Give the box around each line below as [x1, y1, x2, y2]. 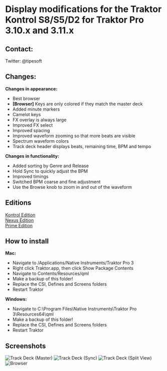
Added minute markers [12, 106, 60, 112]
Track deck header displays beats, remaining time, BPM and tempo [12, 143, 151, 149]
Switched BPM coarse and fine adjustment [12, 179, 101, 185]
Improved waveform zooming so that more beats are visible [12, 133, 135, 139]
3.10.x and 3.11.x [5, 25, 74, 36]
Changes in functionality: [5, 153, 59, 159]
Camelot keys [12, 111, 41, 117]
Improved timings [12, 173, 49, 179]
